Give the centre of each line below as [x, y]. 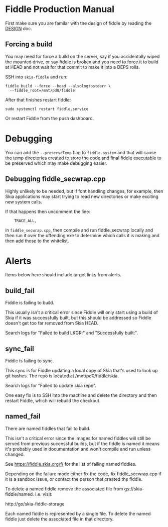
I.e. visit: [44, 494]
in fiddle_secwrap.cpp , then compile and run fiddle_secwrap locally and [79, 230]
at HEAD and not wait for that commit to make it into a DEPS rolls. [72, 67]
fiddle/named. [20, 494]
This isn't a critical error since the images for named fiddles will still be [78, 438]
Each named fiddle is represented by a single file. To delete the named [78, 513]
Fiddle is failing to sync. [30, 361]
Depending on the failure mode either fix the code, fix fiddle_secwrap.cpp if [83, 474]
